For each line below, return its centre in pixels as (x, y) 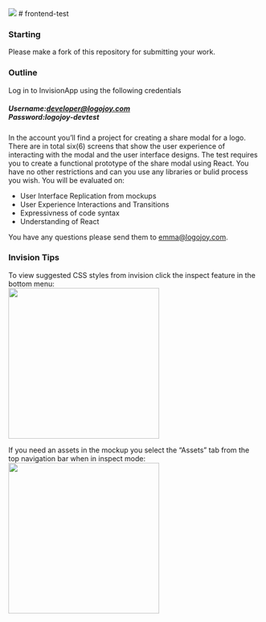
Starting (25, 34)
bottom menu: (31, 284)
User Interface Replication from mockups (88, 195)
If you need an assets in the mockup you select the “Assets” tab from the (129, 450)
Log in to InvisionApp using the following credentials (95, 90)
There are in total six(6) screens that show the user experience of (117, 146)
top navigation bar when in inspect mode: (77, 458)
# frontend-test (44, 14)
